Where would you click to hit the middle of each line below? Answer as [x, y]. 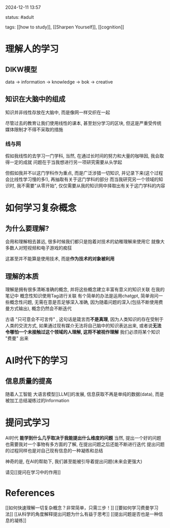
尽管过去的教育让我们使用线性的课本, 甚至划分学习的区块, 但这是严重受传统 [83, 123]
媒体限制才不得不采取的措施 [34, 129]
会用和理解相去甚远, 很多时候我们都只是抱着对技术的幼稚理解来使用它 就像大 [85, 242]
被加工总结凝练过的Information [37, 400]
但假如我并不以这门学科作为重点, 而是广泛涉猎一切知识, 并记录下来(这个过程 [84, 173]
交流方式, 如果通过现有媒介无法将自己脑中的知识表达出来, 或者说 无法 [90, 325]
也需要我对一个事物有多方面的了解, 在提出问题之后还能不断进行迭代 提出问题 [85, 444]
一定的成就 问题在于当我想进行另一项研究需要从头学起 [66, 162]
